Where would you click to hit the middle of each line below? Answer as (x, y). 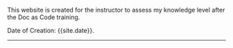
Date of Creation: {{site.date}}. (51, 31)
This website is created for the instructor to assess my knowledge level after (116, 10)
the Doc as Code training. (44, 17)
